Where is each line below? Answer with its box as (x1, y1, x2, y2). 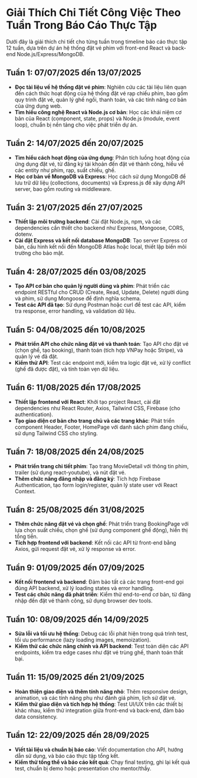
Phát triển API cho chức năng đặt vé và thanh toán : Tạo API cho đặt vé (14, 341, 189, 347)
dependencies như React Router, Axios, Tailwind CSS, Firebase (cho (14, 404, 180, 411)
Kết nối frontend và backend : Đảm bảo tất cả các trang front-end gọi (14, 578, 184, 585)
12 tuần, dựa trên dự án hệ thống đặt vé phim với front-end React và (6, 44, 171, 51)
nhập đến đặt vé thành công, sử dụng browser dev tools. (14, 597, 153, 604)
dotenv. (14, 231, 34, 238)
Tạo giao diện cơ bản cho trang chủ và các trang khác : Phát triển (14, 417, 175, 424)
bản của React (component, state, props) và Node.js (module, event (14, 115, 180, 122)
